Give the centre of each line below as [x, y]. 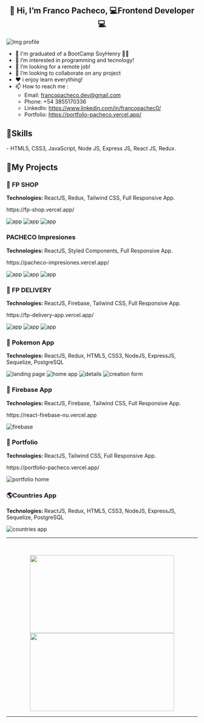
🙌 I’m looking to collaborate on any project [68, 73]
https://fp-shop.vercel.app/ [40, 210]
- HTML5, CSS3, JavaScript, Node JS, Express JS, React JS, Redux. [91, 148]
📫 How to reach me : [42, 86]
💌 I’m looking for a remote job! [53, 66]
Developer [175, 11]
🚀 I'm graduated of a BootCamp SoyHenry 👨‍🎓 [72, 54]
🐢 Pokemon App [30, 342]
